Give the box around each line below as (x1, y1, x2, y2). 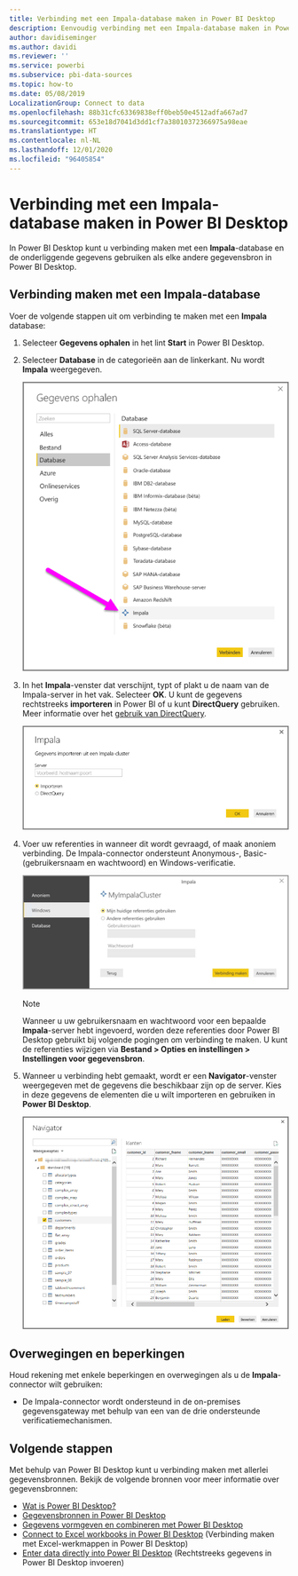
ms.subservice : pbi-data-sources (9, 71, 133, 80)
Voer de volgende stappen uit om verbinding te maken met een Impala (9, 311, 268, 321)
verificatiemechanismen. (21, 1415, 113, 1426)
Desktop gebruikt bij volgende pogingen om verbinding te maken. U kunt (21, 1034, 288, 1045)
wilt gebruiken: (48, 1379, 104, 1390)
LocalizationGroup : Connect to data (9, 99, 145, 107)
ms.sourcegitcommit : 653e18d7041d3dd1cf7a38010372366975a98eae (9, 117, 248, 126)
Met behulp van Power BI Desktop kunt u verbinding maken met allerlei (9, 1465, 269, 1476)
